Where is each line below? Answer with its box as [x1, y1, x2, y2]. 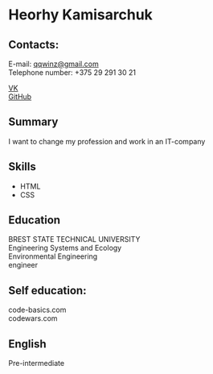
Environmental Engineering [8, 251, 98, 261]
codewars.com [8, 314, 58, 323]
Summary [8, 115, 59, 129]
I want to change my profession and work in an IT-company [8, 136, 206, 146]
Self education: [8, 284, 87, 297]
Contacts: [8, 38, 59, 52]
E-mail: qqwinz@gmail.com [8, 59, 99, 69]
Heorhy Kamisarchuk [8, 6, 153, 24]
